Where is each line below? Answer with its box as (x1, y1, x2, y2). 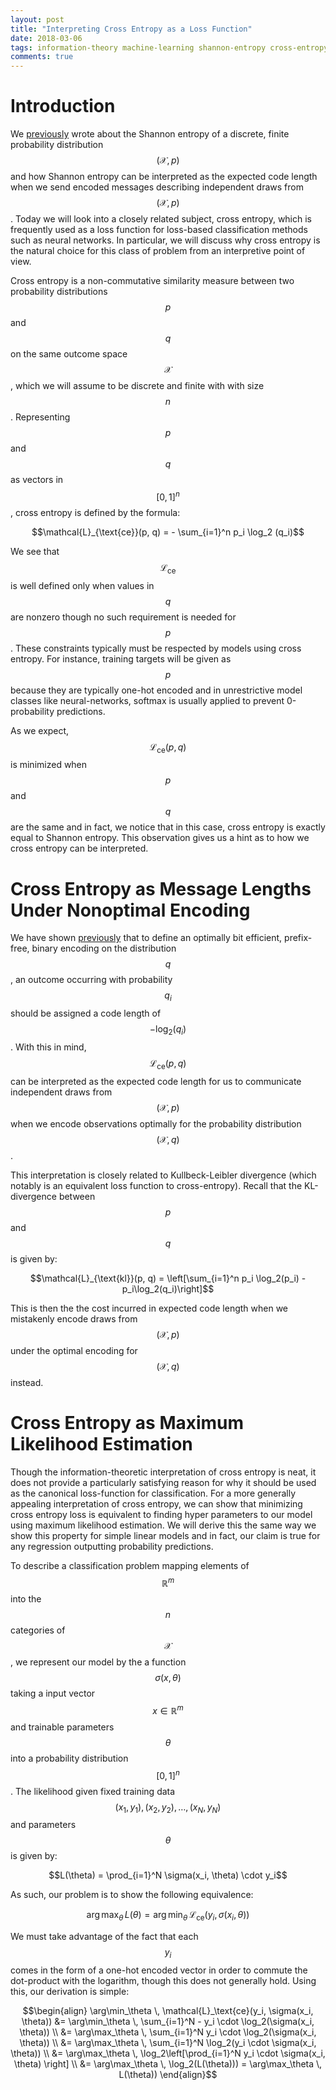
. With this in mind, (10, 1041, 87, 1053)
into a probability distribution (10, 1752, 129, 1764)
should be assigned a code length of (10, 1007, 162, 1020)
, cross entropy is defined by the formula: (10, 506, 181, 518)
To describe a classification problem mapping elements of (10, 1559, 250, 1571)
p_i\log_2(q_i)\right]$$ (121, 1282, 215, 1295)
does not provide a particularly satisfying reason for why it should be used (10, 1476, 317, 1488)
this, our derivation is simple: (10, 1985, 130, 1997)
